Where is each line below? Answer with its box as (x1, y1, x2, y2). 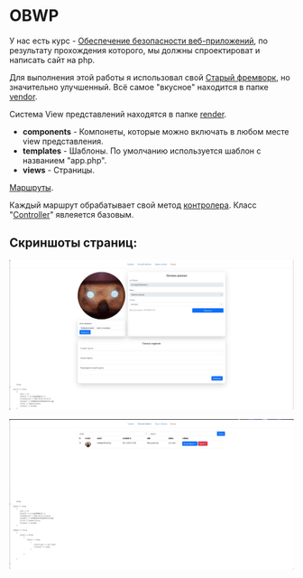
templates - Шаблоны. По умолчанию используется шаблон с (22, 145, 262, 156)
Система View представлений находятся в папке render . (9, 108, 227, 119)
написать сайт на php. (9, 54, 96, 65)
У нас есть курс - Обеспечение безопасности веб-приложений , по (9, 35, 269, 46)
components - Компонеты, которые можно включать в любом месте (22, 126, 290, 136)
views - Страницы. (22, 164, 95, 175)
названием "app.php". (22, 154, 107, 165)
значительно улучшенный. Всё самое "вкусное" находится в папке (9, 81, 269, 92)
